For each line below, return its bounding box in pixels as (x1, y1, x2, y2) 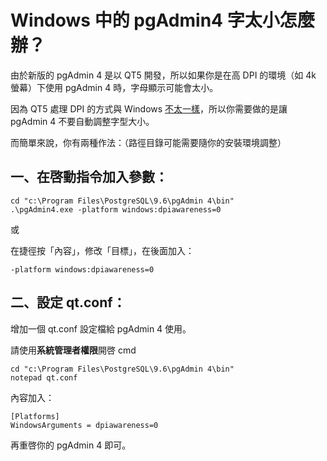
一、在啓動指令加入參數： (10, 169, 168, 186)
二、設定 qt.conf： (10, 294, 127, 311)
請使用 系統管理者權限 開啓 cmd (10, 344, 137, 356)
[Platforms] (10, 411, 60, 421)
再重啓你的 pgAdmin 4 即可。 (10, 439, 132, 451)
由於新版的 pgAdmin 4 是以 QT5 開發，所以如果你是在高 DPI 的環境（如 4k (10, 69, 317, 81)
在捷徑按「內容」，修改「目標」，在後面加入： (10, 244, 195, 256)
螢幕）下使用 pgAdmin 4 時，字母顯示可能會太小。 (10, 81, 219, 93)
